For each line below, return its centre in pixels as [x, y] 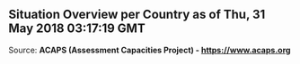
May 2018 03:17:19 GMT [77, 29]
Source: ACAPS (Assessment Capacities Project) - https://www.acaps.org [150, 50]
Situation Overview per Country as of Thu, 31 [137, 15]
